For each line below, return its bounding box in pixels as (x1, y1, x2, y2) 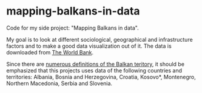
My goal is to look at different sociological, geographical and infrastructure (6, 36, 193, 43)
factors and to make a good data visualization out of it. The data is (6, 42, 172, 50)
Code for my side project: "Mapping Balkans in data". (6, 24, 139, 31)
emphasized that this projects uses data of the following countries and (6, 66, 183, 74)
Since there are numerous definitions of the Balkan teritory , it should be (6, 60, 185, 68)
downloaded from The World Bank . (6, 48, 94, 56)
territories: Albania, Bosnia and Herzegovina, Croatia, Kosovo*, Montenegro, (6, 73, 196, 80)
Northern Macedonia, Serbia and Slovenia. (6, 80, 113, 87)
